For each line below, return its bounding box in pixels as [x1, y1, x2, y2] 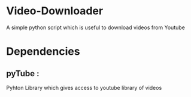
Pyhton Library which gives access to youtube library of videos [6, 84, 162, 91]
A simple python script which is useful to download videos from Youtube [6, 24, 186, 31]
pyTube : [6, 68, 40, 79]
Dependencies [6, 45, 80, 58]
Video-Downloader [6, 4, 104, 18]
